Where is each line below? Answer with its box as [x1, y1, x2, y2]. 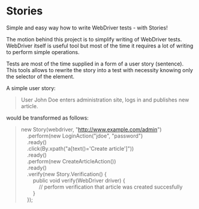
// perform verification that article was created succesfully [38, 183, 183, 190]
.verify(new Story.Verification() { [26, 170, 107, 178]
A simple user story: [6, 84, 56, 91]
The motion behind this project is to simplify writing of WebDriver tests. [6, 35, 182, 43]
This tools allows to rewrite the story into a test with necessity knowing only [6, 66, 194, 73]
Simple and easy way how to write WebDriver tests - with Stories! [6, 24, 168, 31]
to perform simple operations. [6, 48, 80, 55]
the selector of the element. [6, 73, 75, 80]
